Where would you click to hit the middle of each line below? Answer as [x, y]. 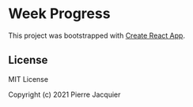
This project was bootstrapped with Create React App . [97, 35]
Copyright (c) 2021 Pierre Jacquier [64, 94]
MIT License [28, 79]
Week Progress [59, 14]
